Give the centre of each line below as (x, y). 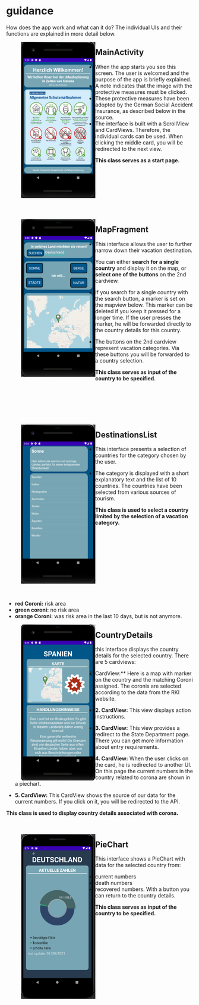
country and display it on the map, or (140, 268)
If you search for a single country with (141, 292)
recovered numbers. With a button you (142, 889)
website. (105, 699)
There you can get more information (139, 741)
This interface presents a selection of (140, 449)
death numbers (113, 883)
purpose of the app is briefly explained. (143, 79)
